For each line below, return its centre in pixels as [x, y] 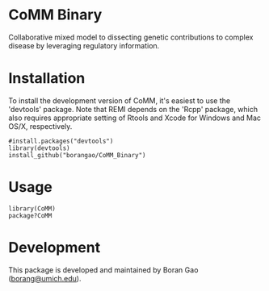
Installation [47, 79]
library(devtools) [39, 148]
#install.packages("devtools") [61, 141]
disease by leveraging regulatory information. [84, 45]
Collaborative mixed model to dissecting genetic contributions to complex [131, 37]
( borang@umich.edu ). [45, 278]
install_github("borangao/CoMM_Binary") [78, 155]
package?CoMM [30, 215]
